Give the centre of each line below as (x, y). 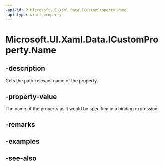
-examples (22, 142)
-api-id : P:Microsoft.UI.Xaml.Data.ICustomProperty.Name (66, 10)
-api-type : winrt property (33, 15)
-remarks (20, 124)
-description (25, 69)
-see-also (21, 159)
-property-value (31, 96)
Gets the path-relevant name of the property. (52, 80)
